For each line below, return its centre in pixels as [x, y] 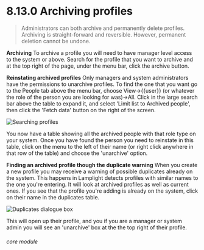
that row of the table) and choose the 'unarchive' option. [77, 153]
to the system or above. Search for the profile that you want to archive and [100, 59]
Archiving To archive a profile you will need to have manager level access [99, 52]
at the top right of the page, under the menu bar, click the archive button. [98, 66]
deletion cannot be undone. [56, 41]
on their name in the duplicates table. [53, 197]
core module [22, 241]
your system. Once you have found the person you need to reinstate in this [100, 140]
